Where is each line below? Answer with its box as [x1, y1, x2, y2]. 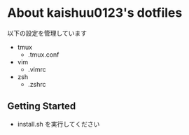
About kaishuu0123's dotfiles [7, 5, 183, 21]
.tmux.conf [27, 50, 59, 59]
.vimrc [27, 65, 47, 73]
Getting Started [7, 100, 76, 113]
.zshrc [27, 80, 47, 88]
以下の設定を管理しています [7, 29, 87, 37]
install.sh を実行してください [17, 120, 100, 128]
